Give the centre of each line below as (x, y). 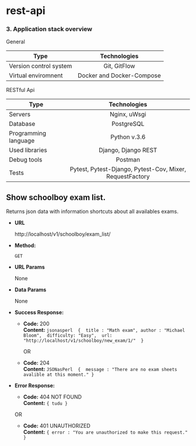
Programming (28, 133)
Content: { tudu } (45, 403)
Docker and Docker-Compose (120, 76)
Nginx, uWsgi (128, 114)
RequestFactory (128, 177)
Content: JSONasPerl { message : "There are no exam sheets (100, 369)
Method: (25, 246)
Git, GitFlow (119, 66)
